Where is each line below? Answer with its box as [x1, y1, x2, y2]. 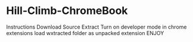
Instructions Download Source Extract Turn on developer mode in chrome [6, 23, 187, 30]
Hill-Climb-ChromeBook [6, 4, 128, 17]
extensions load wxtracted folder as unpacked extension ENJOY [6, 29, 164, 36]
